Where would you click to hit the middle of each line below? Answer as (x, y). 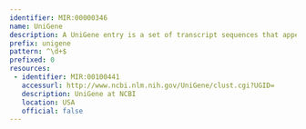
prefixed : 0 (32, 60)
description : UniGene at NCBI (79, 94)
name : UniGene (36, 26)
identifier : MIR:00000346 (58, 18)
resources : (30, 69)
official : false (52, 111)
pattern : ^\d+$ (38, 52)
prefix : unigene (40, 43)
